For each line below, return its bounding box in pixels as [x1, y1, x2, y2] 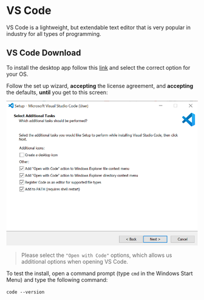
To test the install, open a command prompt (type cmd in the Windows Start [6, 270, 193, 277]
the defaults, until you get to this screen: [6, 89, 108, 96]
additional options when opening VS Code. [21, 257, 129, 265]
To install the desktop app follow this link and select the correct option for [6, 64, 191, 71]
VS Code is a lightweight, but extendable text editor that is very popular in [6, 24, 191, 31]
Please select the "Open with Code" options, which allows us [21, 251, 172, 259]
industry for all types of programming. [6, 30, 101, 37]
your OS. [6, 70, 29, 78]
